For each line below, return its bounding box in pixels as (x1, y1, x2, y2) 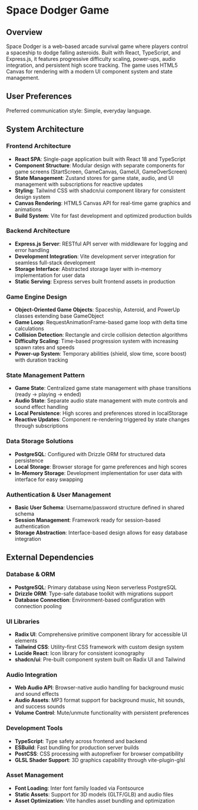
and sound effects (14, 690, 59, 698)
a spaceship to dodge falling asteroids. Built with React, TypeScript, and (6, 49, 181, 56)
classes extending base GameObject (14, 312, 104, 320)
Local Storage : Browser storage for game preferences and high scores (14, 463, 187, 470)
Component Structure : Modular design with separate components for (14, 162, 185, 169)
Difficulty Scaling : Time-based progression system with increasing (14, 338, 179, 345)
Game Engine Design (6, 292, 67, 301)
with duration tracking (14, 356, 68, 364)
